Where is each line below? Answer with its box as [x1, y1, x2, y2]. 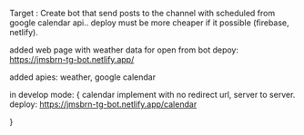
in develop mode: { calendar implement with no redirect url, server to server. [9, 90, 296, 100]
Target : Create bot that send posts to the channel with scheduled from [9, 8, 276, 18]
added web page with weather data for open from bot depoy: [9, 44, 239, 55]
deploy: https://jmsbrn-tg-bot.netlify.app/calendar [9, 99, 198, 110]
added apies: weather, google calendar [9, 72, 157, 82]
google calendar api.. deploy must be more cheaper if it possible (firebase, [9, 17, 289, 28]
